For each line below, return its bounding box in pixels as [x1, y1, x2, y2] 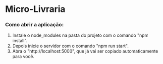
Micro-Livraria [5, 3, 65, 15]
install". [12, 38, 28, 44]
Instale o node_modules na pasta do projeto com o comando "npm [12, 32, 149, 38]
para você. [12, 54, 35, 60]
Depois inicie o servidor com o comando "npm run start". [12, 43, 129, 49]
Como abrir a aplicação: [5, 21, 64, 28]
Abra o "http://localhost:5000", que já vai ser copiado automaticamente [12, 48, 159, 54]
